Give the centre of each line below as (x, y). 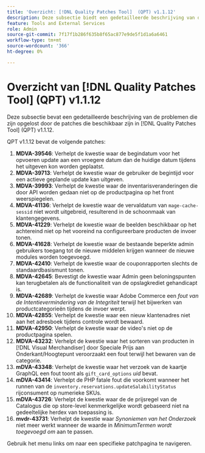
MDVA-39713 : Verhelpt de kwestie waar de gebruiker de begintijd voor (105, 173)
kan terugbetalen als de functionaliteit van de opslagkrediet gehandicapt (106, 283)
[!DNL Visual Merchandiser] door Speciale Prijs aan (80, 347)
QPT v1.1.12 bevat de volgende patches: (56, 141)
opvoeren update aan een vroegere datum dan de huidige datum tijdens (106, 160)
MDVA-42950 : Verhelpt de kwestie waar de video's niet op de (94, 328)
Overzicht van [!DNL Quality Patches (102, 87)
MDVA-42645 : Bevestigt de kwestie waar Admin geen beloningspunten (106, 276)
